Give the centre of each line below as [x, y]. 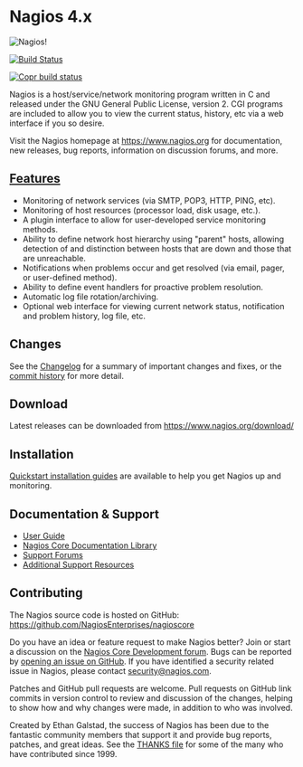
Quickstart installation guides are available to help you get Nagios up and [146, 476]
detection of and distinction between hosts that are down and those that [157, 248]
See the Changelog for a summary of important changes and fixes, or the [146, 366]
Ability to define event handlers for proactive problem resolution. [143, 287]
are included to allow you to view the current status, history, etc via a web [147, 113]
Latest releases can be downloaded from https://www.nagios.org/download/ [151, 426]
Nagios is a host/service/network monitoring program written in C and [140, 94]
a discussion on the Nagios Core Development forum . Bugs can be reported [151, 651]
